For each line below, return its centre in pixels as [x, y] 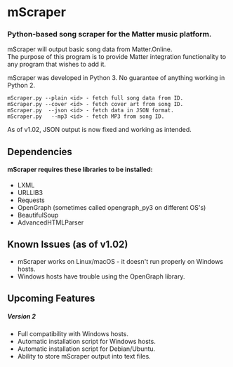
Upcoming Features [51, 299]
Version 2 [22, 316]
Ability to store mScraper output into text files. [84, 356]
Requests [31, 200]
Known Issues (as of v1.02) [68, 245]
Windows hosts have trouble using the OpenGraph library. [101, 276]
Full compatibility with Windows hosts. [73, 334]
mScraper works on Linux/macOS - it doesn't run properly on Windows [120, 261]
